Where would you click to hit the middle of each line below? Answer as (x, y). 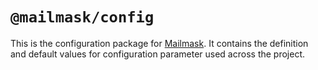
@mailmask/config (82, 17)
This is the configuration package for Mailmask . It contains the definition (159, 43)
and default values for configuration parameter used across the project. (158, 54)
